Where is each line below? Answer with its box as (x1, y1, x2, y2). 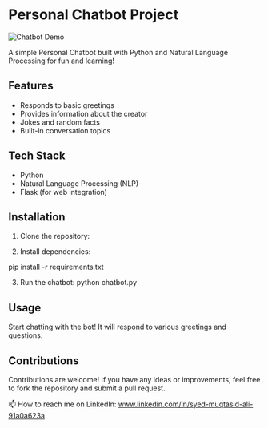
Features (8, 79, 54, 93)
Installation (8, 210, 66, 224)
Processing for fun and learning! (8, 56, 114, 65)
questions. (8, 331, 43, 340)
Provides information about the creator (19, 109, 148, 118)
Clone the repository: (19, 232, 90, 241)
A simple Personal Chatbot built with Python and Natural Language (8, 47, 229, 57)
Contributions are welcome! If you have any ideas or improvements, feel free (8, 375, 261, 384)
